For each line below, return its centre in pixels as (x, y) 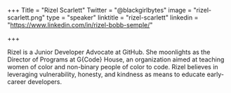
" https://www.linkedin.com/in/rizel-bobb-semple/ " (80, 25)
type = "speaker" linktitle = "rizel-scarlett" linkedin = (123, 17)
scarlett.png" (26, 17)
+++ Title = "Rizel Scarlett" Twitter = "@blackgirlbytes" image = (99, 10)
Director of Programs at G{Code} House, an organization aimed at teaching (116, 59)
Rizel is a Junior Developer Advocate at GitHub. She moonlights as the (109, 52)
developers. (45, 82)
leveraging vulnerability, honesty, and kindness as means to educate (106, 74)
